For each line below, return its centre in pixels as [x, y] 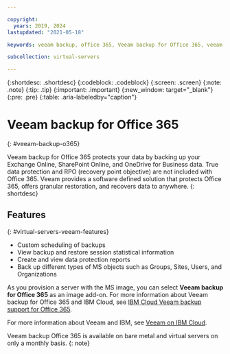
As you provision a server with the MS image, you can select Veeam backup [115, 287]
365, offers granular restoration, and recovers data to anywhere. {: [101, 187]
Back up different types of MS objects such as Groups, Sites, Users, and [119, 267]
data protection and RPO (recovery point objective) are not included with [110, 172]
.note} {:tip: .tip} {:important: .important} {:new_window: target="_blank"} [110, 90]
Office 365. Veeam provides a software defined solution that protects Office [114, 179]
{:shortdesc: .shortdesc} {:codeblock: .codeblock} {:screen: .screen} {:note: [114, 82]
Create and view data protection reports [73, 259]
